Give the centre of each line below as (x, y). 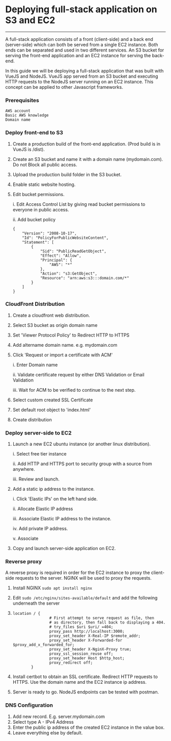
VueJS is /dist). (28, 149)
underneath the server (36, 603)
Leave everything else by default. (48, 733)
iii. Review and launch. (36, 479)
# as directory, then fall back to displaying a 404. (107, 623)
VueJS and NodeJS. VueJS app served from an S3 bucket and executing (82, 76)
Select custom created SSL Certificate (53, 400)
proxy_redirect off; (71, 663)
